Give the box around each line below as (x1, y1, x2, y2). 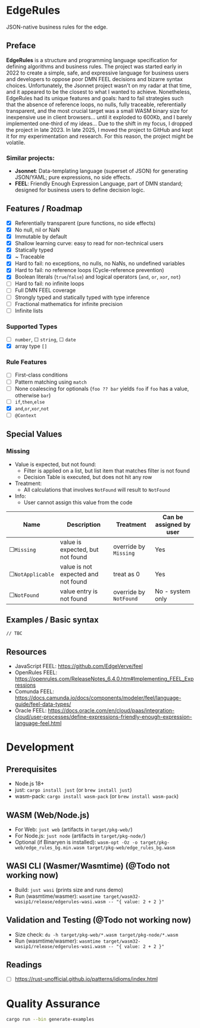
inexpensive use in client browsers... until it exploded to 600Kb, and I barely (6, 113, 192, 121)
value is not (60, 562, 92, 570)
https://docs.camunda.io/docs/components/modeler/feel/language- (14, 694, 182, 702)
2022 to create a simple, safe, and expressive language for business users (6, 69, 189, 76)
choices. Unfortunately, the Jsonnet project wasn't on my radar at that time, (6, 82, 192, 89)
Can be (162, 513, 183, 521)
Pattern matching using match (14, 378, 87, 385)
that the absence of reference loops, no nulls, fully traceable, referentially (6, 101, 186, 108)
